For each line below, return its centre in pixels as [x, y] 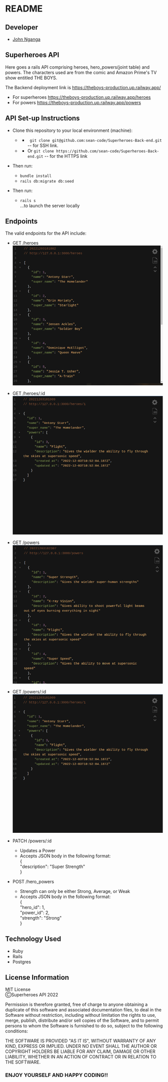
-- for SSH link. [43, 145]
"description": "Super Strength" [52, 866]
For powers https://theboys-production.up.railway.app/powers [77, 102]
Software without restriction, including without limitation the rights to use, [81, 1015]
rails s [28, 201]
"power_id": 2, [35, 913]
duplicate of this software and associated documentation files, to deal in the [83, 1010]
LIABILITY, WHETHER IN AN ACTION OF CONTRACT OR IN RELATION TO [81, 1057]
